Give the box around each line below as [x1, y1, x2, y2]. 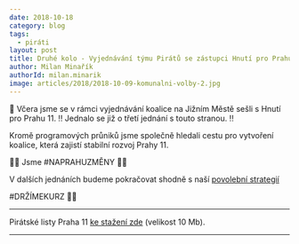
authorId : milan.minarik [9, 71, 101, 80]
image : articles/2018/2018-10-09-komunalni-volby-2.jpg [9, 79, 221, 88]
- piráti [17, 37, 50, 47]
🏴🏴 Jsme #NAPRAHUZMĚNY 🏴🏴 [9, 156, 127, 167]
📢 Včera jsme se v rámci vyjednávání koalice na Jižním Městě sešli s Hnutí [9, 103, 281, 114]
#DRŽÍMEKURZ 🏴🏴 [9, 191, 77, 201]
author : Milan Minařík [9, 63, 93, 72]
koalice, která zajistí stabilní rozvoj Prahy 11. [9, 139, 169, 150]
